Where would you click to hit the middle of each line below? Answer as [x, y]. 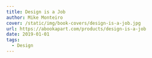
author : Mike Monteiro [35, 18]
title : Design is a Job [36, 12]
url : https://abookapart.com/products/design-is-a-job [76, 29]
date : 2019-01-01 [28, 34]
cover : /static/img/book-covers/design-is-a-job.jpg [74, 23]
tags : [13, 40]
